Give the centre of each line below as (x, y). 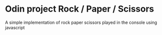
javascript (15, 27)
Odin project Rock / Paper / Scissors (80, 9)
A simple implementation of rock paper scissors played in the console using (81, 22)
